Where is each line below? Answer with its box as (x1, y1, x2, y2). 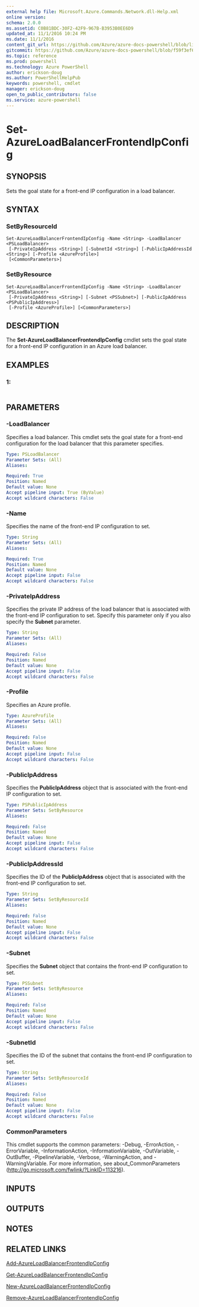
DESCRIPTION (6, 321, 59, 330)
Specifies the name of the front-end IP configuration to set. (6, 523, 151, 530)
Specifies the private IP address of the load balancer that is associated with (6, 605, 191, 613)
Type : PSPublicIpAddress (6, 801, 68, 808)
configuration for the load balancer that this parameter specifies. (6, 440, 164, 447)
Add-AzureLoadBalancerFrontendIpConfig (6, 1260, 110, 1267)
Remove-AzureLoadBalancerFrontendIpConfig (6, 1295, 120, 1302)
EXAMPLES (6, 360, 49, 370)
